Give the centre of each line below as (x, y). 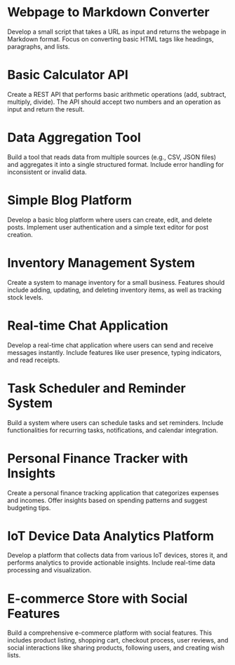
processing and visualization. (49, 570)
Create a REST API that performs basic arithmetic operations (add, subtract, (117, 94)
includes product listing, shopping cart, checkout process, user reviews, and (118, 640)
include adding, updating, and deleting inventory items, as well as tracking (115, 290)
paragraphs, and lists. (39, 46)
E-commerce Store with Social (98, 599)
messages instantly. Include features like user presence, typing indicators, (115, 352)
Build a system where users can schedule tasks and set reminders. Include (115, 422)
